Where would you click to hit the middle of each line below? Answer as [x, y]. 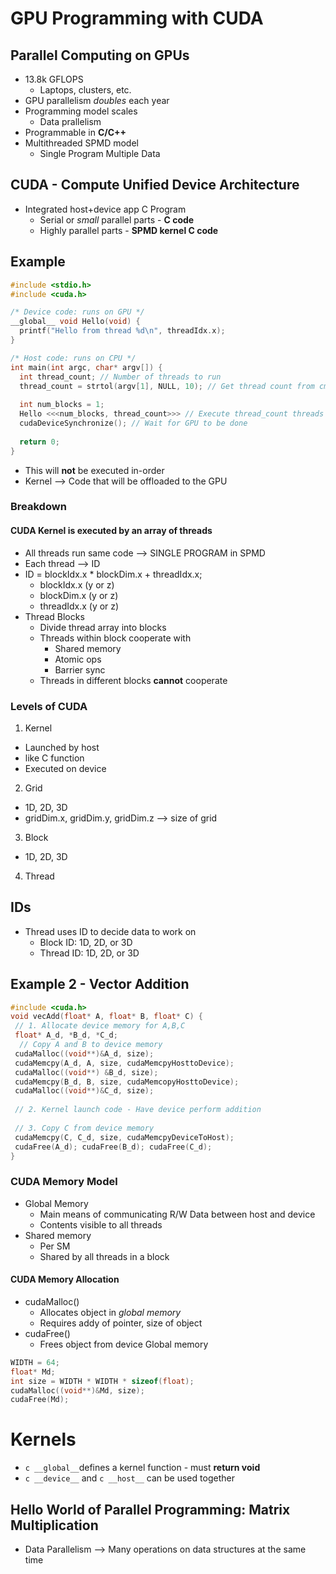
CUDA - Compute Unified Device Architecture [155, 185]
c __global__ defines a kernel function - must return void [142, 1468]
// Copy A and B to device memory [91, 1045]
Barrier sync [80, 669]
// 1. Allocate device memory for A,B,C [100, 1026]
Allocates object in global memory [110, 1312]
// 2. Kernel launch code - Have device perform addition [138, 1110]
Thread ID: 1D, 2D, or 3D [89, 953]
